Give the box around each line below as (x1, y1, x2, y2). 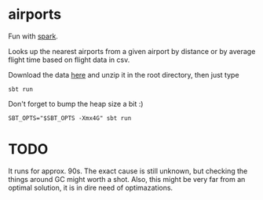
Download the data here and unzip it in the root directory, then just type (8, 70, 239, 79)
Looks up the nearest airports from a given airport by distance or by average (8, 46, 256, 56)
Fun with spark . (8, 31, 59, 41)
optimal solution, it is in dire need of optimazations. (8, 183, 174, 192)
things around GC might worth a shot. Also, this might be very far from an (8, 174, 246, 184)
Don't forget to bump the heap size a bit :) (8, 99, 144, 108)
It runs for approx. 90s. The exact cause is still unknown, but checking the (8, 166, 248, 176)
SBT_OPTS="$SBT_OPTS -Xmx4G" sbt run (8, 114, 132, 122)
